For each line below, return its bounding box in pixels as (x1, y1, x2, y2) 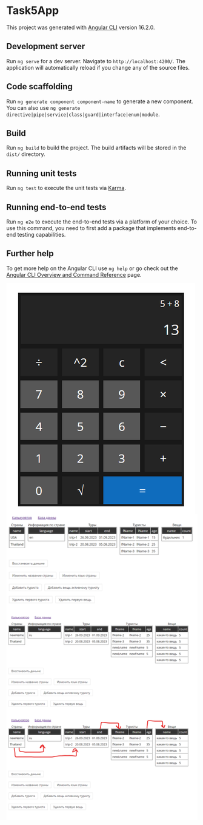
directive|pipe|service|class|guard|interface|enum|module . (6, 110, 160, 118)
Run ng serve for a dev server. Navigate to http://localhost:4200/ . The (6, 57, 186, 64)
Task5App (6, 4, 59, 18)
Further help (6, 248, 55, 259)
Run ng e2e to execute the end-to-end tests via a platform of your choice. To (6, 218, 198, 225)
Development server (6, 41, 85, 52)
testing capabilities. (17, 231, 66, 238)
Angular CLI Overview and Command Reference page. (6, 271, 142, 278)
